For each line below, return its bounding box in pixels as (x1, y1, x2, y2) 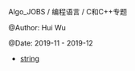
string (19, 54, 40, 63)
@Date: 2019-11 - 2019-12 (8, 38, 94, 48)
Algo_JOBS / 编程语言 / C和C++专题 (8, 7, 128, 16)
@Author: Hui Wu (8, 23, 67, 32)
